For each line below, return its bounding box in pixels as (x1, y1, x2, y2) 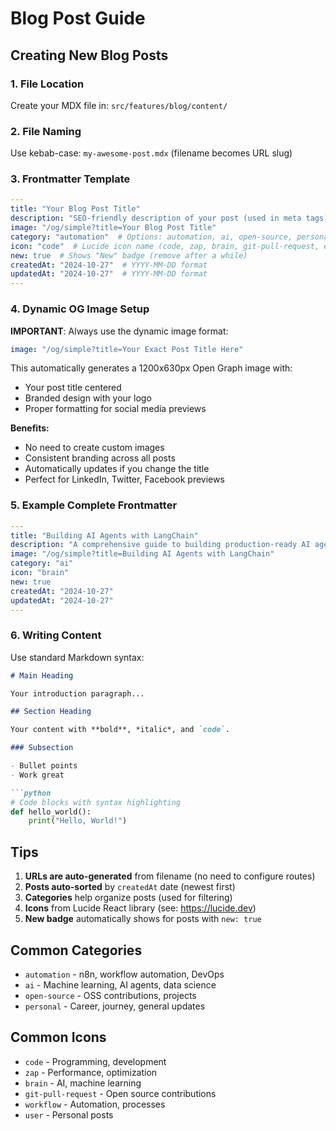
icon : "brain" (10, 568, 70, 578)
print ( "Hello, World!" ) (28, 816, 128, 826)
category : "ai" (10, 558, 74, 569)
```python (10, 788, 52, 798)
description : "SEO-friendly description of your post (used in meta (10, 213, 302, 224)
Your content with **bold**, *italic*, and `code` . (10, 725, 230, 735)
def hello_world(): (10, 807, 92, 817)
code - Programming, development (24, 1055, 167, 1067)
